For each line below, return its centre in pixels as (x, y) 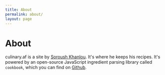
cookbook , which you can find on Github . (46, 68)
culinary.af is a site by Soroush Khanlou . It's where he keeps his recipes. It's (83, 57)
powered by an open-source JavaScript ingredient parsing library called (79, 62)
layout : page (19, 19)
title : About (19, 10)
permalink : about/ (24, 14)
